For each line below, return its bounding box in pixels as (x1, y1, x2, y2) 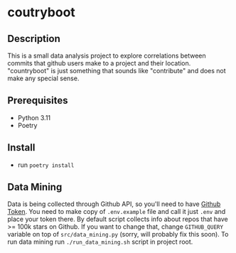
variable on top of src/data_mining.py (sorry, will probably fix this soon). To (7, 230, 229, 239)
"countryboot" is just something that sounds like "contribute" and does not (7, 67, 226, 75)
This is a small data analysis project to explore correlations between (7, 51, 206, 60)
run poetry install (17, 161, 75, 169)
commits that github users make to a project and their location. (7, 59, 191, 68)
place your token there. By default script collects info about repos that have (7, 215, 229, 224)
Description (7, 33, 60, 45)
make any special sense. (7, 74, 80, 82)
